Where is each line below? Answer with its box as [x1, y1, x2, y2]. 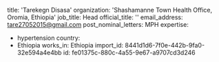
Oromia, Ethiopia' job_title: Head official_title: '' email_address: [7, 13, 184, 21]
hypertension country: [17, 34, 81, 42]
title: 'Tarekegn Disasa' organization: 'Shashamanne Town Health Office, [7, 6, 212, 14]
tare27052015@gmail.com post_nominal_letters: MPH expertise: [7, 21, 189, 28]
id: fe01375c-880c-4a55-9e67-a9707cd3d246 [63, 48, 196, 56]
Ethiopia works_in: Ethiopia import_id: [17, 41, 124, 49]
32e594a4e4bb [17, 48, 62, 56]
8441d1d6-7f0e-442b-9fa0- [125, 41, 205, 49]
